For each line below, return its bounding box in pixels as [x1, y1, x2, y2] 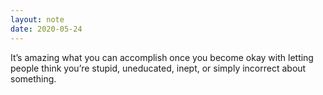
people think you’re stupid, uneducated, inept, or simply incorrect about [10, 62, 307, 74]
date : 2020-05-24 [10, 24, 83, 34]
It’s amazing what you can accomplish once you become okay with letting [10, 51, 314, 63]
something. [10, 72, 57, 85]
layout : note [10, 14, 65, 25]
